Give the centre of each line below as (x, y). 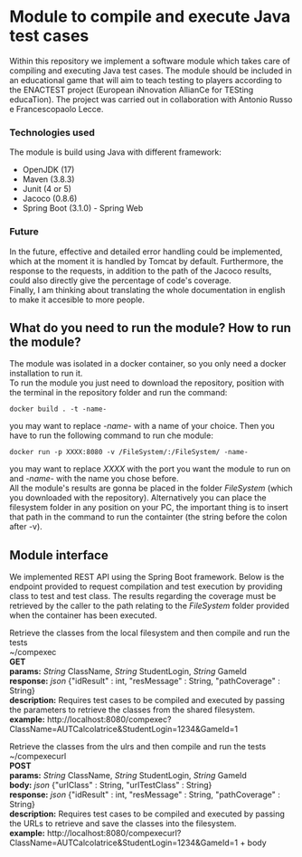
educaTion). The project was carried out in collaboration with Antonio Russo (151, 99)
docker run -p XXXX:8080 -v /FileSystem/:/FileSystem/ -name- (129, 452)
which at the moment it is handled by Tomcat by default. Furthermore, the (146, 261)
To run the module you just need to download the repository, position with (147, 383)
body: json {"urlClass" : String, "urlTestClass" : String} (111, 786)
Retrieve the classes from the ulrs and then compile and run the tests (138, 747)
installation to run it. (46, 374)
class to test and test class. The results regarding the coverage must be (143, 596)
